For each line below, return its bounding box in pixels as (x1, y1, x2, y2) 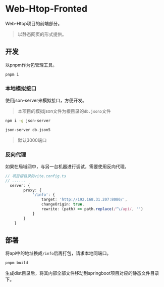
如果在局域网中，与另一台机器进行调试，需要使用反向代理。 (5, 163, 129, 170)
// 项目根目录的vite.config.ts (5, 173, 67, 179)
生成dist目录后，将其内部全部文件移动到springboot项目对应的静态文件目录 (5, 270, 159, 276)
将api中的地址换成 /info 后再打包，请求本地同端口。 (5, 250, 112, 256)
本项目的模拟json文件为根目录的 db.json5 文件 (17, 108, 111, 114)
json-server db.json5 (5, 127, 51, 132)
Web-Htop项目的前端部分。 (5, 20, 63, 26)
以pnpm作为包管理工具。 (5, 62, 57, 68)
